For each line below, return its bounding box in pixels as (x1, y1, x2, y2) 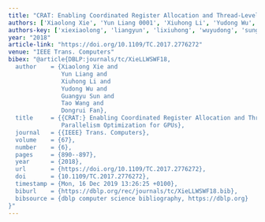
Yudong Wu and (61, 84, 108, 93)
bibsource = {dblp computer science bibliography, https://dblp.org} (15, 194, 248, 202)
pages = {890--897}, (15, 150, 97, 158)
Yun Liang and (61, 70, 108, 78)
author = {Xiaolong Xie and (15, 63, 118, 71)
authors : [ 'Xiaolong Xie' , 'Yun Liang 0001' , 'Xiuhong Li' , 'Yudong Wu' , (8, 19, 256, 27)
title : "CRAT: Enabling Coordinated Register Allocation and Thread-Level (8, 11, 259, 20)
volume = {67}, (15, 135, 77, 144)
